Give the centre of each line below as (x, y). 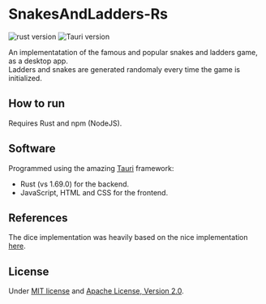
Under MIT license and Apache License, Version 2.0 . (96, 291)
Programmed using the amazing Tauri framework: (91, 168)
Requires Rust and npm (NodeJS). (65, 123)
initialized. (25, 78)
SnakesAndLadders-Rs (88, 14)
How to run (37, 103)
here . (17, 246)
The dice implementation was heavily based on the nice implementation (129, 238)
